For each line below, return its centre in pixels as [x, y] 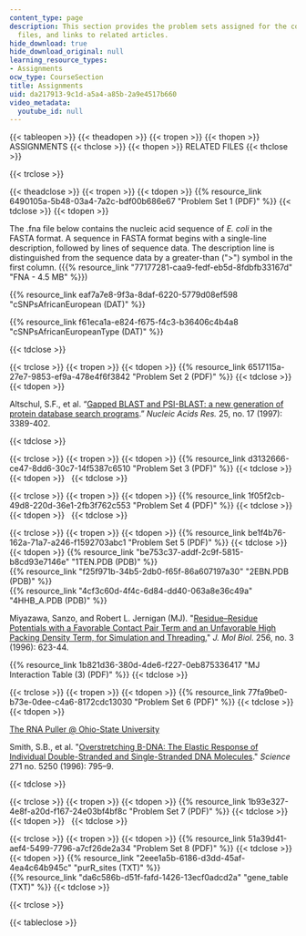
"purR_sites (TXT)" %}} [117, 868]
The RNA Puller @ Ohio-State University [85, 729]
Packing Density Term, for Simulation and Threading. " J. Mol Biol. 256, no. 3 [152, 638]
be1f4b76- [267, 533]
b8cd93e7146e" [40, 562]
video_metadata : [40, 103]
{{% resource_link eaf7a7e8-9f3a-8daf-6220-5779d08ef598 [124, 295]
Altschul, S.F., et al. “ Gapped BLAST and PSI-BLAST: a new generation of [147, 404]
